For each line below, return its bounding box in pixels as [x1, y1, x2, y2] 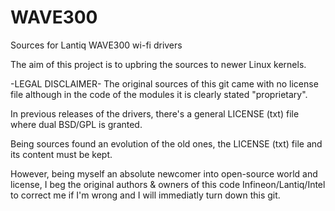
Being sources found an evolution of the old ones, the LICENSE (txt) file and [10, 137, 323, 150]
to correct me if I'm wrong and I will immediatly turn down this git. [10, 189, 281, 201]
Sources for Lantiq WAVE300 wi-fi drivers [10, 39, 183, 51]
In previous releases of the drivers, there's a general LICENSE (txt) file [10, 107, 300, 120]
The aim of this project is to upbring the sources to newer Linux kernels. [10, 58, 307, 70]
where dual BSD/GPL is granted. [10, 118, 143, 130]
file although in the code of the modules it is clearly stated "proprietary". [10, 88, 308, 100]
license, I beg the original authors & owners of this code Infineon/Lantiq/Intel [10, 178, 326, 190]
